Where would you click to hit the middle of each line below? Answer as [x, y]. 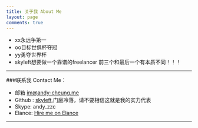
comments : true [25, 22]
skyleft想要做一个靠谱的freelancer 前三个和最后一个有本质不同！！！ [98, 62]
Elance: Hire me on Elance [46, 113]
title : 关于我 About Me [34, 12]
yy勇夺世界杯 [31, 55]
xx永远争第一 [31, 40]
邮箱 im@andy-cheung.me [47, 93]
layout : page [22, 17]
